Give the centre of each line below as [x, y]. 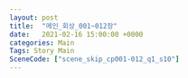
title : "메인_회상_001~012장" [63, 26]
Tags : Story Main [42, 51]
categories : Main [42, 43]
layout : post [34, 17]
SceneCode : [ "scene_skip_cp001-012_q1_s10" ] [94, 59]
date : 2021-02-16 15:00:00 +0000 [76, 34]
